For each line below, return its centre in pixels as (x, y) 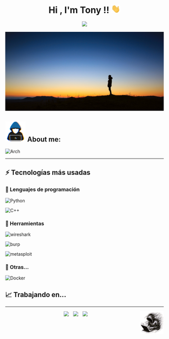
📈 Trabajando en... (36, 295)
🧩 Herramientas (25, 223)
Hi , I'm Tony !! (79, 10)
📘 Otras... (17, 267)
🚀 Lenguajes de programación (43, 189)
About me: (44, 139)
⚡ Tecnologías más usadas (48, 173)
